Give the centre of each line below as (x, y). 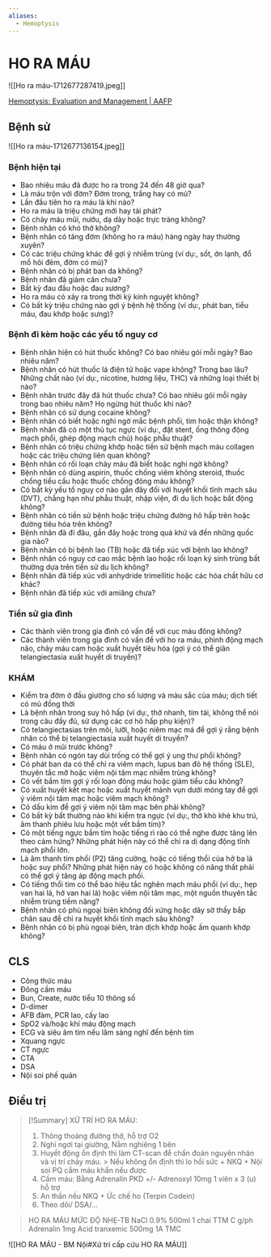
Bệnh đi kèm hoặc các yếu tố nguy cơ (83, 335)
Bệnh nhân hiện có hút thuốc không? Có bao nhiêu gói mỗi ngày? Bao (136, 352)
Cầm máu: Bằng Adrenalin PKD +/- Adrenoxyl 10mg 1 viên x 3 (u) (148, 1179)
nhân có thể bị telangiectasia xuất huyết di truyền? (104, 738)
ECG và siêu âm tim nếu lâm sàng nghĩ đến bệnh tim (107, 1032)
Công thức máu (46, 981)
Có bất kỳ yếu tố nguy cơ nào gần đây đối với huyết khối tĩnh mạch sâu (138, 489)
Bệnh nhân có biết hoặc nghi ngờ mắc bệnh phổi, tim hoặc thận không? (139, 420)
